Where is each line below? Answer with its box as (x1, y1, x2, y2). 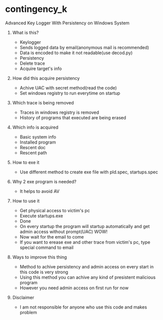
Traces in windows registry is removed (19, 109, 99, 115)
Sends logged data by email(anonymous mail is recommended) (19, 44, 149, 50)
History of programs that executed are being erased (19, 114, 127, 120)
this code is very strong (19, 269, 69, 275)
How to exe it (12, 159, 40, 165)
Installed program (19, 139, 56, 145)
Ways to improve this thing (12, 254, 67, 260)
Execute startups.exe (19, 213, 63, 219)
